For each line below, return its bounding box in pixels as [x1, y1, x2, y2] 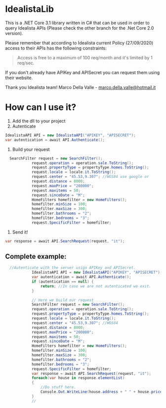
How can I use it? [5, 102, 77, 113]
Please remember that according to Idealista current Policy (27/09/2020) [5, 40, 154, 45]
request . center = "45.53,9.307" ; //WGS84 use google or [31, 174, 149, 179]
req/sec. [17, 60, 35, 66]
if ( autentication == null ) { [31, 279, 94, 285]
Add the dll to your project [12, 118, 66, 124]
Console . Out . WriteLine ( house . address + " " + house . [40, 389, 152, 395]
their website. [5, 75, 33, 81]
